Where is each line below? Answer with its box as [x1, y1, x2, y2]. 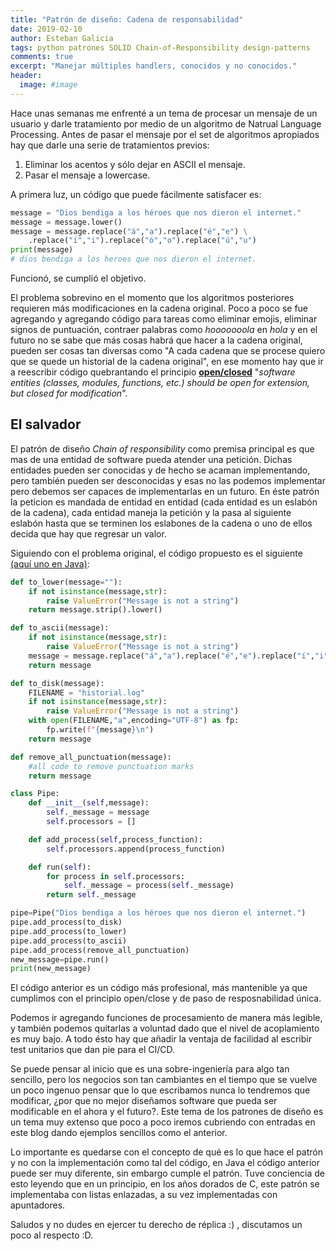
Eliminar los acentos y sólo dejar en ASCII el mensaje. [24, 158, 246, 170]
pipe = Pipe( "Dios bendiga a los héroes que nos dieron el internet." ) [10, 908, 307, 918]
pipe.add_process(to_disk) [10, 917, 123, 928]
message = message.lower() [10, 217, 123, 227]
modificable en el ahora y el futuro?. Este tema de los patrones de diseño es [10, 1106, 324, 1118]
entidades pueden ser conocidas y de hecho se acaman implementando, [10, 464, 311, 476]
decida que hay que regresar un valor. [10, 527, 167, 540]
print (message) [10, 245, 74, 255]
